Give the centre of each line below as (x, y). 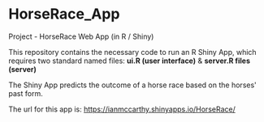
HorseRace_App (64, 14)
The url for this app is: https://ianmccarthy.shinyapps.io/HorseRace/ (122, 109)
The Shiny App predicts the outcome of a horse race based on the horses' (133, 85)
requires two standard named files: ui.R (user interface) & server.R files (129, 61)
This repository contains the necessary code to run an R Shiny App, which (133, 52)
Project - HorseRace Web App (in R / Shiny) (81, 36)
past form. (26, 93)
